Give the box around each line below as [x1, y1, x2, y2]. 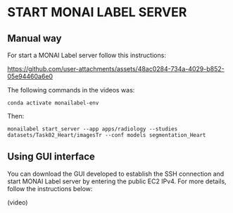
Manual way [7, 32, 62, 44]
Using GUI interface [7, 151, 95, 163]
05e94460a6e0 [7, 72, 53, 80]
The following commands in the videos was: [7, 86, 135, 94]
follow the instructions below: [7, 184, 93, 193]
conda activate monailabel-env [7, 99, 99, 107]
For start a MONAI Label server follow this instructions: [7, 51, 167, 59]
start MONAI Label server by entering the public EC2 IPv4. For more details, [7, 177, 227, 185]
